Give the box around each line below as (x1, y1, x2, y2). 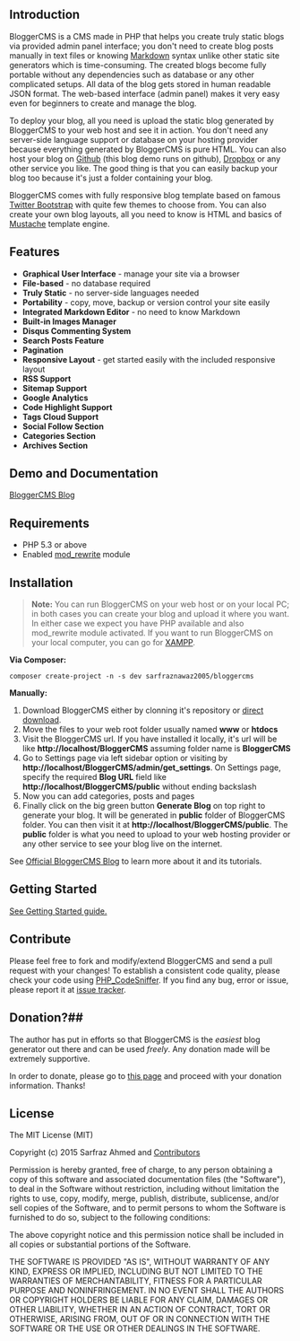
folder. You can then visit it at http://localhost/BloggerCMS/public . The (21, 819, 288, 830)
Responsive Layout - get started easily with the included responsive (21, 354, 276, 364)
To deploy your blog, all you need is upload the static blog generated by (9, 115, 275, 126)
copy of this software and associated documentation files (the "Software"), (9, 1174, 287, 1185)
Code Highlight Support (21, 401, 113, 412)
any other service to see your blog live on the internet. (21, 838, 223, 849)
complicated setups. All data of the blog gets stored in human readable (9, 78, 271, 89)
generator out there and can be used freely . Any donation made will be (9, 1043, 270, 1054)
